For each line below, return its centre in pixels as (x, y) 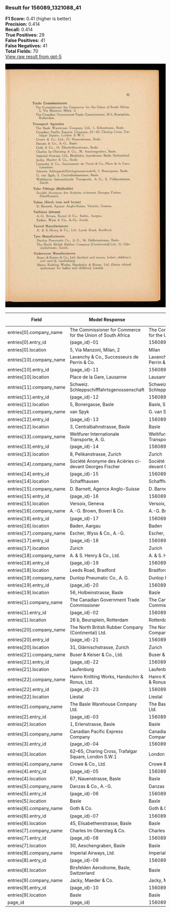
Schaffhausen (84, 482)
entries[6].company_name (35, 808)
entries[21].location (28, 669)
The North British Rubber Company (106, 627)
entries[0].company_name (35, 332)
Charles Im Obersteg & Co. (97, 831)
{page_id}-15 (84, 474)
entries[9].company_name (35, 880)
